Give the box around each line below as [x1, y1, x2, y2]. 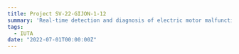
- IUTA [14, 29, 33, 37]
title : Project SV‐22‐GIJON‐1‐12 [7, 10, 107, 18]
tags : [7, 23, 23, 30]
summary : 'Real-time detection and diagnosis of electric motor [7, 17, 202, 24]
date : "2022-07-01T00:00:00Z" [7, 36, 97, 43]
